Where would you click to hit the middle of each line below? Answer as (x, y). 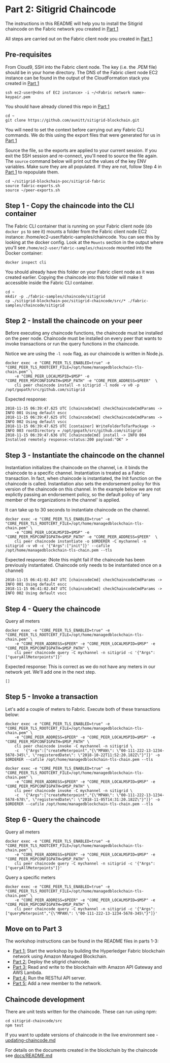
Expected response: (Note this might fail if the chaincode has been (75, 560)
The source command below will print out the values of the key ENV (76, 161)
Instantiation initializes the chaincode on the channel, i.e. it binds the (77, 468)
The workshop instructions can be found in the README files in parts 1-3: (82, 941)
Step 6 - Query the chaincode (53, 820)
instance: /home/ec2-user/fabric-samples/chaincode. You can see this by (82, 237)
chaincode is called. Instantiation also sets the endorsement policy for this (83, 484)
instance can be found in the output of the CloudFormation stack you (77, 78)
